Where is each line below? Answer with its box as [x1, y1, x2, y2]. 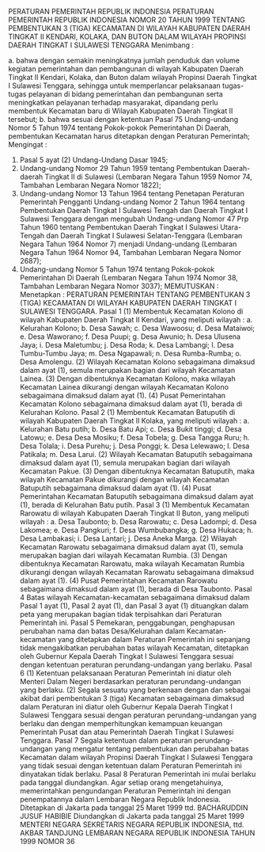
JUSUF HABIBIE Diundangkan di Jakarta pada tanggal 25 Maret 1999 [19, 812, 245, 820]
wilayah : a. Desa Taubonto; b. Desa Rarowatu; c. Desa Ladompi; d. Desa [19, 517, 257, 526]
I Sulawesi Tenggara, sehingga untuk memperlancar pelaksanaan [8, 81, 221, 90]
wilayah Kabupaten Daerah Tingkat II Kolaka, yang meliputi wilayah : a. [19, 416, 250, 425]
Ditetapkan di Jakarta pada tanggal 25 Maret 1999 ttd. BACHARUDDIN [19, 803, 248, 812]
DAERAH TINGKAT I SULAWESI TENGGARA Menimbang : [8, 40, 195, 50]
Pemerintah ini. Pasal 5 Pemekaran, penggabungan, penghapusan [19, 618, 236, 627]
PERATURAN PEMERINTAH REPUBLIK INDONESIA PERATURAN [8, 7, 214, 16]
